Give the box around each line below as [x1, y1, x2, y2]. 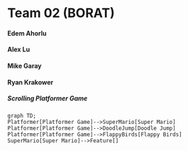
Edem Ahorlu [7, 28, 47, 37]
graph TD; [7, 112, 37, 119]
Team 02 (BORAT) [7, 5, 115, 21]
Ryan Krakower [7, 78, 54, 86]
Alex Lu [7, 45, 31, 54]
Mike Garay [7, 61, 42, 70]
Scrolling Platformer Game [7, 94, 88, 103]
